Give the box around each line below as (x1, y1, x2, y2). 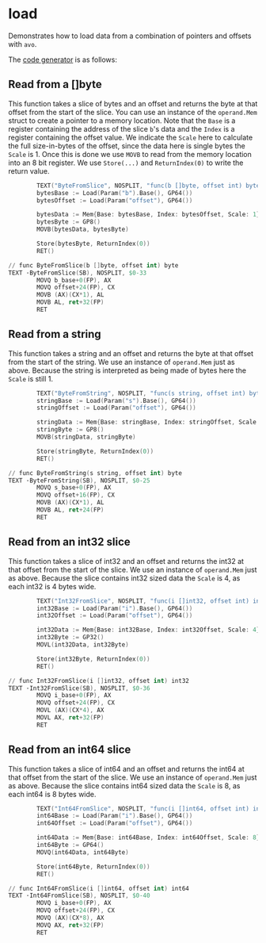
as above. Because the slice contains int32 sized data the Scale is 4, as (8, 573, 241, 583)
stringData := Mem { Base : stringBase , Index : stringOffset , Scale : (36, 418, 260, 427)
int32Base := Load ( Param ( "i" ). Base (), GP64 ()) (36, 604, 193, 612)
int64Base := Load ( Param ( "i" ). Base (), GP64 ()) (36, 812, 193, 820)
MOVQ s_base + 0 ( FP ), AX (36, 484, 112, 492)
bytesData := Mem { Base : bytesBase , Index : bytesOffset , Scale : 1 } (36, 211, 260, 219)
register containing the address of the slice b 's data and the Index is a (8, 124, 235, 133)
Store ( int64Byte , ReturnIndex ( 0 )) (36, 862, 150, 871)
